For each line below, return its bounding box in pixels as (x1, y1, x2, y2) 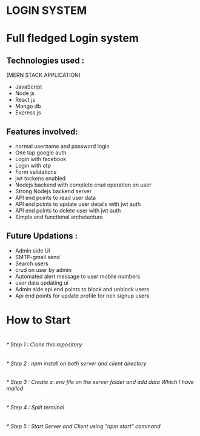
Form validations (15, 168, 57, 176)
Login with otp (15, 162, 52, 169)
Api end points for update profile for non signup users (15, 292, 150, 299)
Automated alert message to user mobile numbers (15, 272, 141, 280)
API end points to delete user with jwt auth (15, 207, 121, 214)
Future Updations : (6, 231, 78, 241)
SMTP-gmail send (15, 253, 61, 260)
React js (15, 96, 36, 104)
